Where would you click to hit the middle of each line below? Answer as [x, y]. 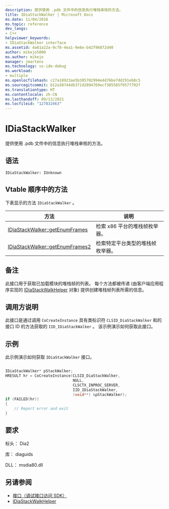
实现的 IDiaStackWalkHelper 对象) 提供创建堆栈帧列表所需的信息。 [78, 290]
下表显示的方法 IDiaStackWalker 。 [41, 202]
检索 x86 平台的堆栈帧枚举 [127, 226]
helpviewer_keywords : [28, 38]
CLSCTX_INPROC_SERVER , [97, 385]
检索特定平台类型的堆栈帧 [126, 243]
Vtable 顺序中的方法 [36, 190]
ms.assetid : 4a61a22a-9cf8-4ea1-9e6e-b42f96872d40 [59, 47]
